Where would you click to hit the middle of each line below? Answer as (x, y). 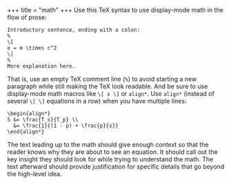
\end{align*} (26, 132)
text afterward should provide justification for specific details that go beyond (116, 166)
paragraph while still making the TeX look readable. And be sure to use (108, 86)
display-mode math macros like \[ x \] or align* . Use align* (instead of (111, 94)
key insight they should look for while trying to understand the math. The (110, 159)
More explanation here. (41, 66)
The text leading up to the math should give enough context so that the (108, 145)
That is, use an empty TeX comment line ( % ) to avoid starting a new (102, 79)
